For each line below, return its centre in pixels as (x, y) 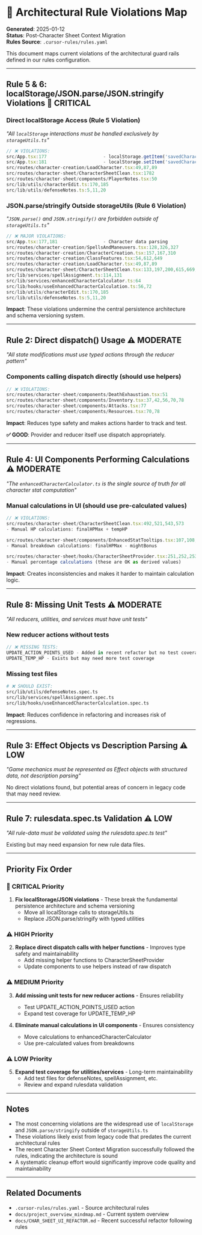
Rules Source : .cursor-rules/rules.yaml (57, 42)
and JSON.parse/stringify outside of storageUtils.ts (81, 1130)
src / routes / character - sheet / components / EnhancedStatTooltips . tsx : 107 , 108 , (102, 540)
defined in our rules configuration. (49, 60)
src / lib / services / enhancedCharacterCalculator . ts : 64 (74, 281)
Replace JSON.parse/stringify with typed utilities (84, 918)
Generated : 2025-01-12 (35, 29)
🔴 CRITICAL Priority (35, 886)
